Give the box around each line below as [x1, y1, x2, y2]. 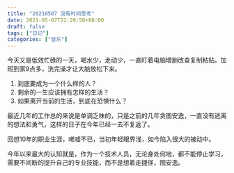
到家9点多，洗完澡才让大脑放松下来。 [13, 65, 121, 73]
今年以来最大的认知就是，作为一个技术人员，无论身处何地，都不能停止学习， [7, 150, 227, 158]
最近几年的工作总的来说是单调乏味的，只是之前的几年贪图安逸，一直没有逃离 [7, 112, 227, 120]
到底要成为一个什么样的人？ [17, 79, 97, 88]
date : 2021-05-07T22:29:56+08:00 [7, 17, 104, 24]
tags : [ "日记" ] [7, 29, 49, 37]
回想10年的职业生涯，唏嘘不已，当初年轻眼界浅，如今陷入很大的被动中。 [7, 135, 215, 143]
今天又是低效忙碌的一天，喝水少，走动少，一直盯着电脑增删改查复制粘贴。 [7, 56, 221, 65]
